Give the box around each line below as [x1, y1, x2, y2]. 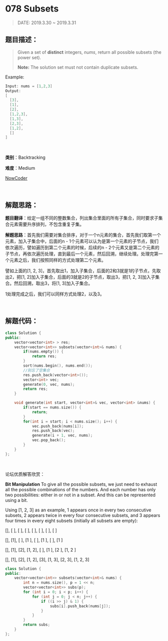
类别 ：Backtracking [5, 154, 46, 161]
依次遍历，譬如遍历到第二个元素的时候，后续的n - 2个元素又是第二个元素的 [5, 245, 160, 251]
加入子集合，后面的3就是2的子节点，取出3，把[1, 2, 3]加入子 [30, 274, 155, 280]
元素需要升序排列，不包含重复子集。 [9, 222, 84, 228]
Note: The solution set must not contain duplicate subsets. [17, 64, 138, 70]
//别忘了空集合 [23, 368, 50, 373]
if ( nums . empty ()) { [23, 349, 64, 354]
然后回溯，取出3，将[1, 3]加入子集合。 [13, 280, 93, 286]
